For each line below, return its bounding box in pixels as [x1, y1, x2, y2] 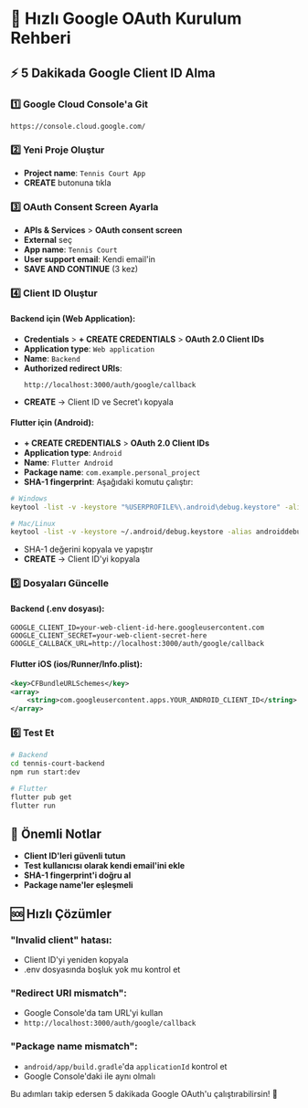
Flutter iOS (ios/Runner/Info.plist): [10, 659, 143, 670]
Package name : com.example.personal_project [23, 466, 201, 478]
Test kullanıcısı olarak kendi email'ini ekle [23, 860, 186, 871]
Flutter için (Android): [10, 417, 94, 428]
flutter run [10, 801, 56, 810]
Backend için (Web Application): [10, 312, 136, 323]
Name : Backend [23, 353, 80, 364]
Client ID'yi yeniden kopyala [23, 955, 129, 966]
